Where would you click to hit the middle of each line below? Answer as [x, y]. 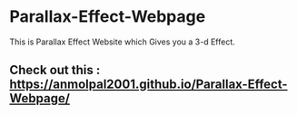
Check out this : [55, 70]
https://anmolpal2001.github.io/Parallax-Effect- [148, 85]
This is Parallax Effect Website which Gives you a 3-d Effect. [123, 42]
